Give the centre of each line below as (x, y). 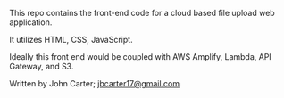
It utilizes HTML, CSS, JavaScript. (71, 40)
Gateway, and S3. (42, 66)
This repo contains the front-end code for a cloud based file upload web (142, 13)
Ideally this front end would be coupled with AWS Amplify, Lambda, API (141, 57)
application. (31, 22)
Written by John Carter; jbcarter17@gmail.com (95, 83)
